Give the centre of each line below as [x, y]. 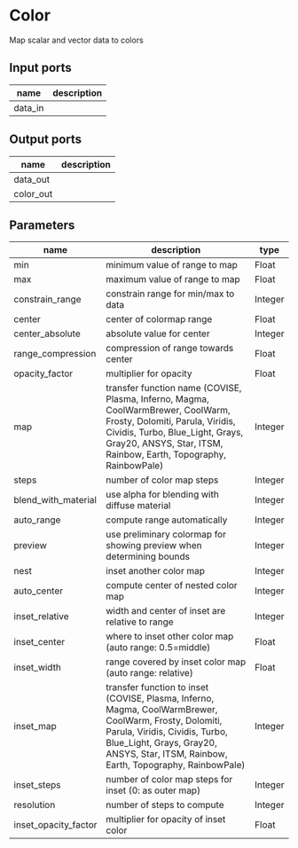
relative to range [140, 622]
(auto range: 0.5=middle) [158, 648]
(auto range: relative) [149, 673]
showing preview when [154, 546]
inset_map [35, 726]
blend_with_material [55, 500]
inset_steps [37, 785]
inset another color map [156, 571]
